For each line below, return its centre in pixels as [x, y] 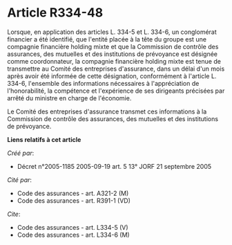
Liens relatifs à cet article [44, 139]
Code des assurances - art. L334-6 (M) [73, 235]
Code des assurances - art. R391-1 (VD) [74, 200]
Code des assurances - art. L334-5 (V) [73, 227]
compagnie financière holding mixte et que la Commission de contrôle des [113, 46]
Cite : [14, 214]
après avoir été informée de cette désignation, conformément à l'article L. [112, 76]
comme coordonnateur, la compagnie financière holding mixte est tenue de [114, 61]
